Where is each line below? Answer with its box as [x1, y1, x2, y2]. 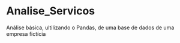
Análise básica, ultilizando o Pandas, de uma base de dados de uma [6, 24, 175, 31]
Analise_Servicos [6, 4, 95, 18]
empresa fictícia [6, 30, 46, 37]
